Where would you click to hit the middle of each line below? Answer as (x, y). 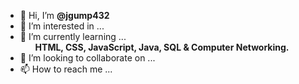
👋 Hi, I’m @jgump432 (64, 15)
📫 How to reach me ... (66, 69)
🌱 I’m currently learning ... (73, 36)
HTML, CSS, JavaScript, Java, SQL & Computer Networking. (162, 47)
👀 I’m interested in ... (62, 26)
